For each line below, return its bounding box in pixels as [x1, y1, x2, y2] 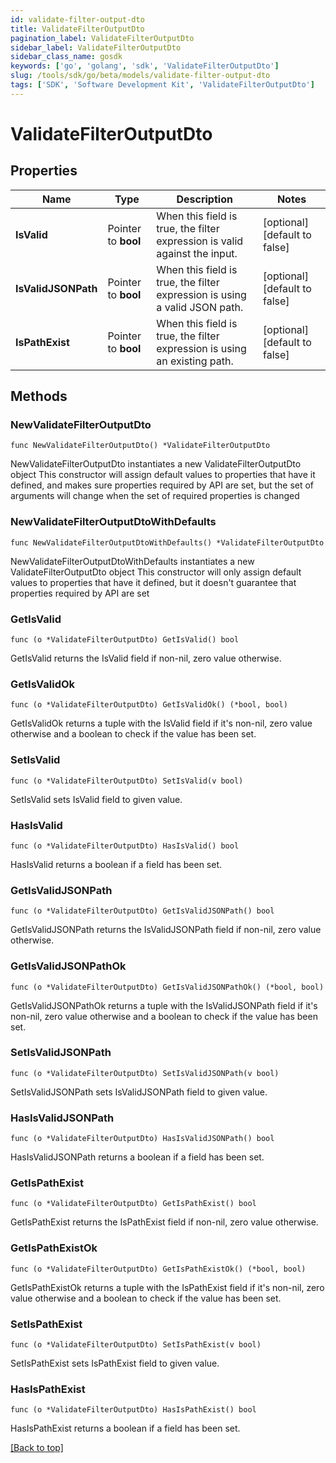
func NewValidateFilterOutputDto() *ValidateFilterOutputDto [10, 441, 271, 451]
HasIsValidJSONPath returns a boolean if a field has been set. [10, 1151, 265, 1163]
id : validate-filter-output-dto [10, 14, 145, 25]
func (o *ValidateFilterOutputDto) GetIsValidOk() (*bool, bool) [10, 700, 288, 710]
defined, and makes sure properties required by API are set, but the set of [10, 479, 315, 491]
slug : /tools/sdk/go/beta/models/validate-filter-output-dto [10, 71, 271, 81]
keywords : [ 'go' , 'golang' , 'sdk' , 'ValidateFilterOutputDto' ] [10, 61, 280, 71]
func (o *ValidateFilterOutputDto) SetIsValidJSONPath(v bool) [10, 1068, 280, 1078]
